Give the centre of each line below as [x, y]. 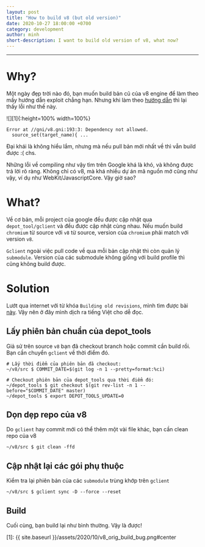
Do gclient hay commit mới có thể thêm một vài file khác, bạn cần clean [97, 429]
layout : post [23, 12]
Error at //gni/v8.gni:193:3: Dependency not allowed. [77, 129]
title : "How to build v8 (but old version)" [64, 18]
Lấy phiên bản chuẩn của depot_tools [79, 331]
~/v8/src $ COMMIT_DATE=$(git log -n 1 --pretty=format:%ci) [86, 369]
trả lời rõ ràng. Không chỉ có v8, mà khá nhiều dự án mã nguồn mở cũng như [102, 171]
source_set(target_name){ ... [50, 135]
